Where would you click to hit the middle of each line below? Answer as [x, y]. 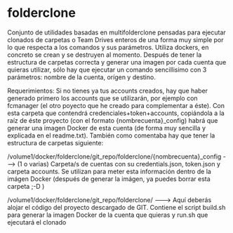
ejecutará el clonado [37, 222]
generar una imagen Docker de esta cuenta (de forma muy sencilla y [106, 128]
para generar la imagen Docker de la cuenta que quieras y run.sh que [108, 215]
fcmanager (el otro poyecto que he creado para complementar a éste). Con [116, 105]
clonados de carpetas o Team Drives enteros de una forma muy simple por [115, 39]
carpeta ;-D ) [26, 186]
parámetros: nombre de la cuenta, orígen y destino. [81, 77]
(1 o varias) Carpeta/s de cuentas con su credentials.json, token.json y [119, 164]
